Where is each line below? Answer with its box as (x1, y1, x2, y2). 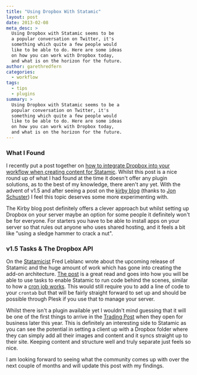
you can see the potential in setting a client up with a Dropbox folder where (6, 325, 188, 333)
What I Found (6, 149, 45, 157)
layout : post (6, 14, 38, 20)
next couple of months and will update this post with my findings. (6, 362, 164, 369)
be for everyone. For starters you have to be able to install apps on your (6, 218, 180, 225)
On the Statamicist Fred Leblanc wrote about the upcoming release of (6, 258, 175, 265)
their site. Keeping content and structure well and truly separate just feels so (6, 338, 191, 346)
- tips (11, 85, 28, 91)
